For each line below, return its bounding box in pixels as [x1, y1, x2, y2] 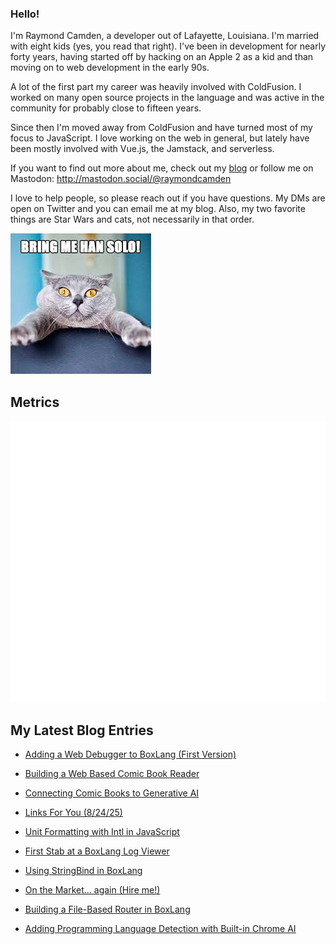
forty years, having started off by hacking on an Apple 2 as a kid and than [10, 51, 314, 63]
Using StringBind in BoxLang [24, 865, 143, 877]
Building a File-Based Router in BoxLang [24, 903, 191, 916]
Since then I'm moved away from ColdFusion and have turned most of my [10, 122, 313, 134]
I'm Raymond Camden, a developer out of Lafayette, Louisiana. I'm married [10, 30, 320, 42]
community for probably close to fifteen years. [10, 102, 202, 114]
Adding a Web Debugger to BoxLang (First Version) [24, 748, 237, 761]
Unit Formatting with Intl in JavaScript [24, 826, 180, 838]
